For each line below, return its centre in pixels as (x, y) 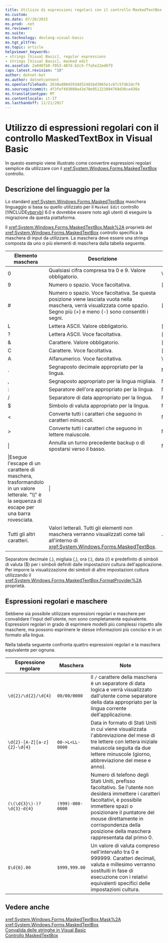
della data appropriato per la (124, 702)
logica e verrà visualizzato (121, 689)
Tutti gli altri (21, 534)
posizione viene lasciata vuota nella (90, 299)
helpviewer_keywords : (28, 52)
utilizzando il (18, 575)
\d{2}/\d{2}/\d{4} (29, 696)
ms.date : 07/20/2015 (27, 19)
